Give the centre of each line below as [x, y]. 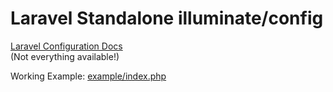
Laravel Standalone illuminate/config [167, 18]
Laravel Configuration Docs [66, 46]
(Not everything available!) [65, 56]
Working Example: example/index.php [88, 76]
